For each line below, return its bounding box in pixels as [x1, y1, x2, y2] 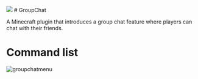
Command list [6, 46, 79, 60]
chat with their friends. [6, 25, 63, 31]
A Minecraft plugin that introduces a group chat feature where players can [6, 18, 193, 25]
